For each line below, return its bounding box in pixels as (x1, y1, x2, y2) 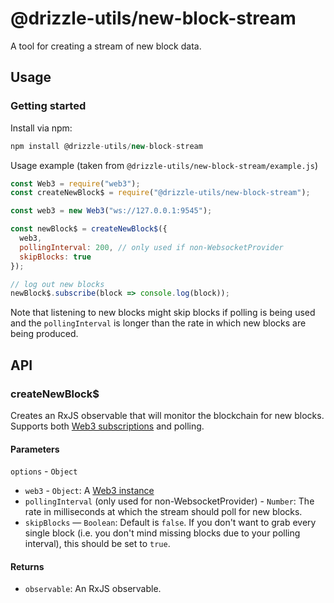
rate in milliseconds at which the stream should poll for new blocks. (24, 506, 303, 518)
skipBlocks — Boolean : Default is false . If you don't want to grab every (24, 517, 317, 529)
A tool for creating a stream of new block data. (10, 40, 202, 52)
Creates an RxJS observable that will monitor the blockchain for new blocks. (10, 409, 325, 421)
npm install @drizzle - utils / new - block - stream (10, 141, 203, 151)
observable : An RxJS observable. (24, 583, 162, 595)
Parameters (10, 443, 60, 455)
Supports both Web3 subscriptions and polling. (10, 420, 205, 432)
